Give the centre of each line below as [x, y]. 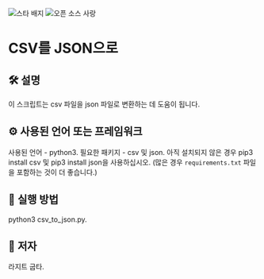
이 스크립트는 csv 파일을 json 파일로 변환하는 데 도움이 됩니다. [104, 104]
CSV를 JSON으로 [63, 48]
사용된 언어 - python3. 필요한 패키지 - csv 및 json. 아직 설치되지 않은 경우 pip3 [131, 152]
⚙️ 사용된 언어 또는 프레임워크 [75, 132]
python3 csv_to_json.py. [48, 219]
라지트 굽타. [27, 267]
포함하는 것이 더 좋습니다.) [57, 172]
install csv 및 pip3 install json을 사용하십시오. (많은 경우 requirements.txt [125, 162]
